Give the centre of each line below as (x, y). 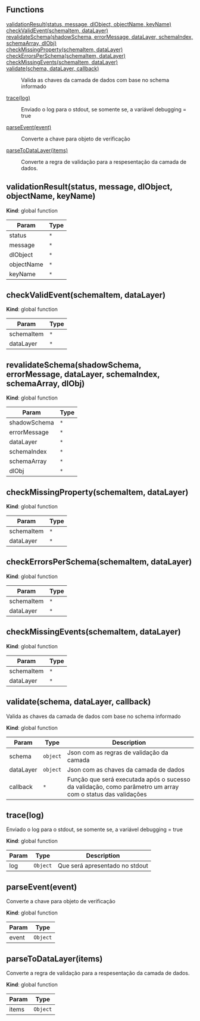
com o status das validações (107, 794)
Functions (25, 10)
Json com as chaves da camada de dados (126, 769)
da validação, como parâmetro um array (123, 786)
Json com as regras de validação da (118, 753)
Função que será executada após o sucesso (129, 779)
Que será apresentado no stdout (103, 866)
